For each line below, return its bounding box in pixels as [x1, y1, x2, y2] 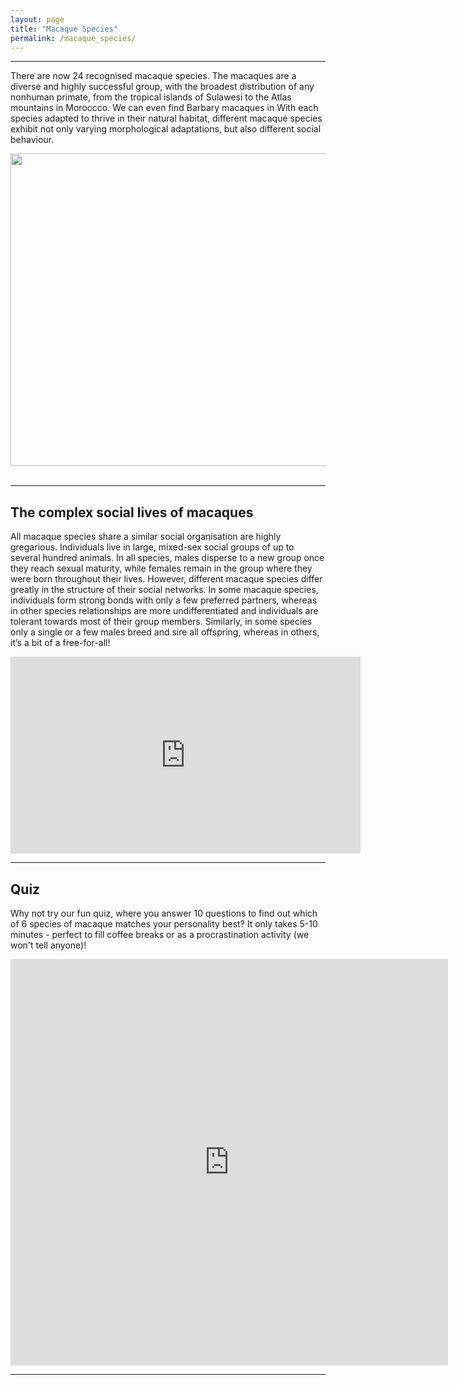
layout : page [10, 14, 65, 25]
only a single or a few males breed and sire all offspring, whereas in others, [10, 626, 320, 638]
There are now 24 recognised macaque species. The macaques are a [10, 70, 297, 82]
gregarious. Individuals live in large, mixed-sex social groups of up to [10, 541, 295, 553]
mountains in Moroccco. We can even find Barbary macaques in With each [10, 102, 319, 114]
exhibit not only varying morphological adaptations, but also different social [10, 123, 322, 135]
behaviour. [10, 134, 55, 146]
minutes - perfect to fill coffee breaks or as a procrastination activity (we [10, 929, 310, 940]
